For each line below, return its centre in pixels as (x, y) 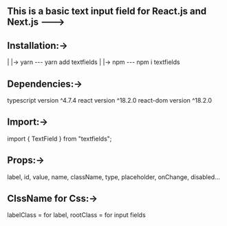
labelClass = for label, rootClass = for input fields (76, 215)
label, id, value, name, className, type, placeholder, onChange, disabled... (113, 177)
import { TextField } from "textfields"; (60, 138)
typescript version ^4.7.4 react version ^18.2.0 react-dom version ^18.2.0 (109, 101)
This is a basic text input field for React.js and (107, 11)
